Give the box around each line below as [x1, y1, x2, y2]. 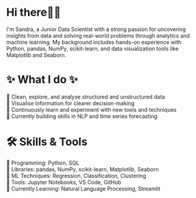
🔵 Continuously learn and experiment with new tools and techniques [6, 106, 177, 113]
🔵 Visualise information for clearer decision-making [6, 100, 135, 107]
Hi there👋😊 [6, 5, 61, 19]
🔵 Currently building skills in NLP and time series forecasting [6, 112, 158, 120]
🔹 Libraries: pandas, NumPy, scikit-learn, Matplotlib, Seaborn [6, 165, 159, 172]
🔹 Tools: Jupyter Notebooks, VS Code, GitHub [6, 179, 121, 186]
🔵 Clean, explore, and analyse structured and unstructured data [6, 93, 165, 100]
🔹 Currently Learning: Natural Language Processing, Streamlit [6, 185, 161, 192]
